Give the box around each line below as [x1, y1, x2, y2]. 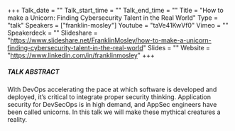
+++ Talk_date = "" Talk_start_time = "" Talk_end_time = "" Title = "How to [7, 6, 224, 14]
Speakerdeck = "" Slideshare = [7, 28, 98, 37]
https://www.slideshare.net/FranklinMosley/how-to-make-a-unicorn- [10, 36, 212, 45]
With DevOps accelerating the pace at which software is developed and [7, 85, 217, 93]
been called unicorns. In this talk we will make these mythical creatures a [7, 108, 222, 116]
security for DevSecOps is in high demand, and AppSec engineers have [7, 100, 217, 108]
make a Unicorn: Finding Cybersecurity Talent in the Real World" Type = [7, 13, 219, 22]
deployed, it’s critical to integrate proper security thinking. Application [7, 92, 212, 101]
